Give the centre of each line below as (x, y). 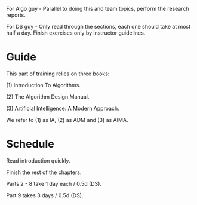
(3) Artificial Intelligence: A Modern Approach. (63, 108)
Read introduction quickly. (38, 160)
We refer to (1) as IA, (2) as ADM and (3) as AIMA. (67, 120)
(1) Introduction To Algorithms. (43, 85)
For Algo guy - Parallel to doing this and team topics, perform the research (98, 9)
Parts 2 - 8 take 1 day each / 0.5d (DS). (54, 183)
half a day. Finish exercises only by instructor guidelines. (76, 33)
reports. (16, 15)
